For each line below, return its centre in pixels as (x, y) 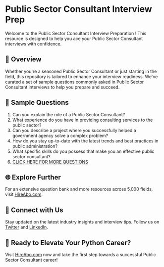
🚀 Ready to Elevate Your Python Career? (68, 243)
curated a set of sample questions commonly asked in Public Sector (75, 82)
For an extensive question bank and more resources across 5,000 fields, (79, 189)
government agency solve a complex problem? (60, 135)
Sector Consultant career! (31, 260)
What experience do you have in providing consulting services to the (82, 120)
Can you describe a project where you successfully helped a (74, 130)
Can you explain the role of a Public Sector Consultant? (69, 114)
